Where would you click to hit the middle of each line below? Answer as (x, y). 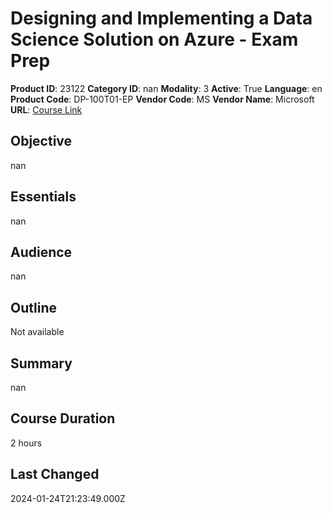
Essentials (43, 197)
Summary (41, 363)
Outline (33, 307)
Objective (41, 141)
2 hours (26, 443)
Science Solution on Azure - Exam (154, 39)
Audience (41, 252)
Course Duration (63, 418)
